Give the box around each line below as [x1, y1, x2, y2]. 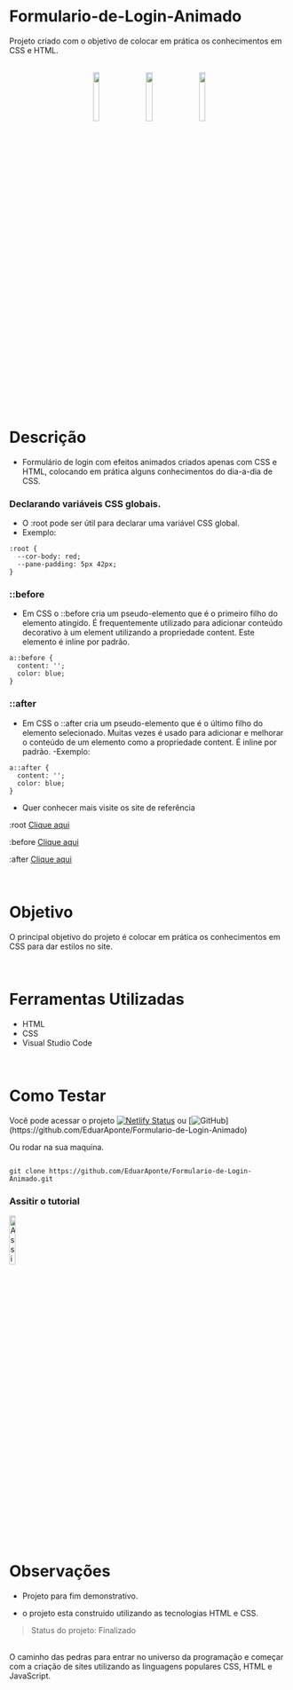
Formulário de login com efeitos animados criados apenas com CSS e [21, 456, 278, 467]
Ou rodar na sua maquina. [9, 1141, 105, 1152]
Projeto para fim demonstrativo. [21, 1591, 139, 1601]
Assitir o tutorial [9, 1195, 80, 1207]
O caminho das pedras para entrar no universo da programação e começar [9, 1651, 284, 1662]
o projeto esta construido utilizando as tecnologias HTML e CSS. [21, 1607, 259, 1618]
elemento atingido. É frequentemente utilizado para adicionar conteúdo [21, 618, 283, 628]
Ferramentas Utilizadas [9, 989, 185, 1009]
